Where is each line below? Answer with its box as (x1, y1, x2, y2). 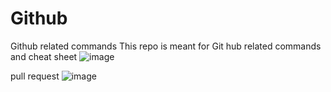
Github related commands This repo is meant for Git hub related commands (10, 40, 322, 52)
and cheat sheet (10, 50, 78, 62)
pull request (10, 70, 60, 82)
